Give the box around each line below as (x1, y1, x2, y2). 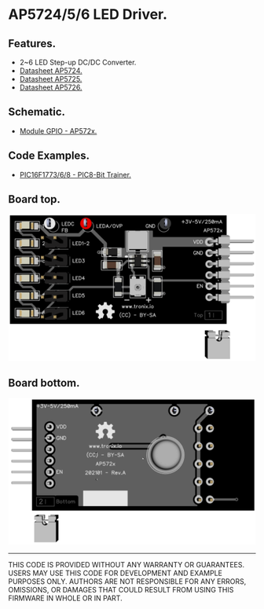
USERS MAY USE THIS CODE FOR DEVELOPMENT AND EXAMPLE (8, 568, 222, 578)
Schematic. (8, 105, 65, 119)
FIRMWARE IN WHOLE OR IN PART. (8, 593, 123, 603)
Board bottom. (8, 376, 80, 390)
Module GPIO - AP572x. (19, 126, 97, 135)
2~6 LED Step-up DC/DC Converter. (19, 57, 137, 67)
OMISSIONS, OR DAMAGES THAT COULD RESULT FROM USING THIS (8, 585, 234, 594)
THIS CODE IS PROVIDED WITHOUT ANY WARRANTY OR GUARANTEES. (8, 559, 245, 569)
